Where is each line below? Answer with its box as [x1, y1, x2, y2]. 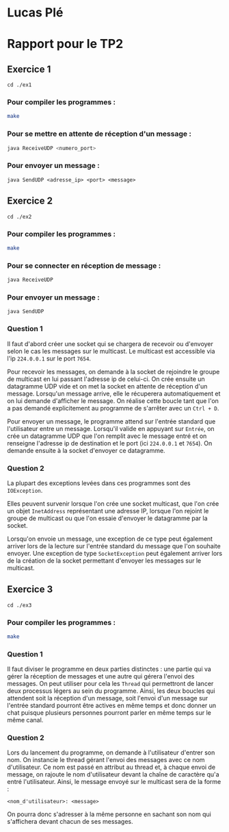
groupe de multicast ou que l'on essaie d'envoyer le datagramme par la [7, 514, 208, 522]
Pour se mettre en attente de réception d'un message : [7, 129, 191, 138]
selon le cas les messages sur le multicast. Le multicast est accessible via [7, 347, 215, 355]
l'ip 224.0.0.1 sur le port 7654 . [7, 354, 91, 363]
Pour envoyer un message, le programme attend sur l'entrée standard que [7, 417, 216, 426]
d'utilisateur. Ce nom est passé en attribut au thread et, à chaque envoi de [7, 763, 216, 772]
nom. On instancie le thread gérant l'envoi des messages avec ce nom [7, 756, 205, 764]
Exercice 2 [7, 195, 53, 207]
